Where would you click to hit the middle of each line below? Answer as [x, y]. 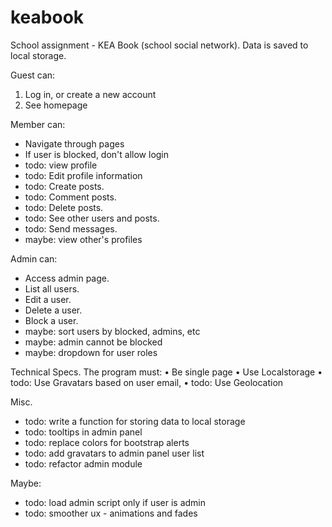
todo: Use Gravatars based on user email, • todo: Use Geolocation [147, 382]
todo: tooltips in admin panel [83, 432]
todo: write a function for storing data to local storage [135, 421]
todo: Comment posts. [70, 197]
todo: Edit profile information [83, 175]
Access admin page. [67, 278]
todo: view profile [61, 165]
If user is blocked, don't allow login [97, 154]
